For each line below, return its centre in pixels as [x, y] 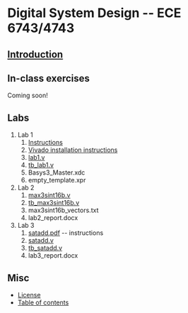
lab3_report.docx [53, 256]
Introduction [35, 54]
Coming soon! [28, 95]
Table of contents [43, 302]
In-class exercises [49, 78]
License [29, 295]
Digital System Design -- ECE [94, 13]
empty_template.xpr [57, 180]
